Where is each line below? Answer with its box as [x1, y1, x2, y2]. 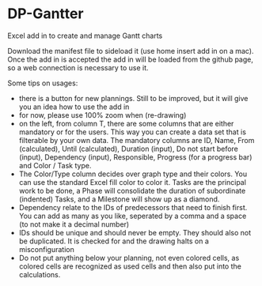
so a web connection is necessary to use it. [7, 62, 149, 72]
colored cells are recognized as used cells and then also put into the [18, 262, 242, 271]
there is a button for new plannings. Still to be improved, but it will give [18, 93, 249, 103]
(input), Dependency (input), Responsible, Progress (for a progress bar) [18, 152, 253, 162]
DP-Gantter [7, 5, 84, 23]
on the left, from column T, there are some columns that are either [18, 119, 234, 128]
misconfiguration [18, 244, 74, 254]
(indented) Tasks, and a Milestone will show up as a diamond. [18, 194, 220, 204]
